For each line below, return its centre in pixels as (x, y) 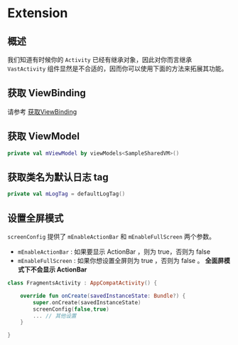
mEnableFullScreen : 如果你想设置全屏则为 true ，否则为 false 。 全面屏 (121, 261)
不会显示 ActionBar (59, 269)
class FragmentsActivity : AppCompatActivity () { (82, 283)
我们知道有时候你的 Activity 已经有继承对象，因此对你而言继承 (100, 60)
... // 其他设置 (55, 316)
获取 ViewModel (44, 137)
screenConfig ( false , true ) (71, 309)
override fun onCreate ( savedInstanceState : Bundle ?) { (103, 296)
